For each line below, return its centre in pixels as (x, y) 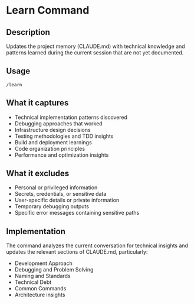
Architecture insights (40, 295)
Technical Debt (33, 282)
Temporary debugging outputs (52, 206)
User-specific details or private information (67, 200)
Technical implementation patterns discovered (71, 117)
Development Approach (43, 263)
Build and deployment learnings (53, 142)
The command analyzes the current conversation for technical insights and (97, 245)
